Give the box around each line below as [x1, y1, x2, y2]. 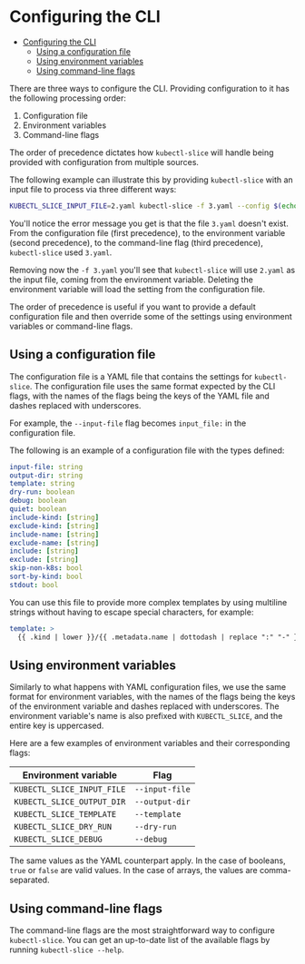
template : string [9, 479, 75, 488]
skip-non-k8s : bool [9, 564, 84, 573]
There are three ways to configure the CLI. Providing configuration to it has [9, 83, 290, 93]
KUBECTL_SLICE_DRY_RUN [14, 821, 112, 832]
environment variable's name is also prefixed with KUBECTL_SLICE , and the [9, 711, 283, 722]
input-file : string [9, 462, 84, 471]
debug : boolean [9, 497, 67, 506]
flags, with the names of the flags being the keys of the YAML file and [9, 390, 270, 401]
